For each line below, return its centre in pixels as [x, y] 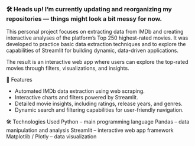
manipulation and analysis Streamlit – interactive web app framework [90, 130]
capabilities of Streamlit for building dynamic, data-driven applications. [92, 51]
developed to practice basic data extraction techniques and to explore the [96, 44]
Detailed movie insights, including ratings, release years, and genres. [99, 104]
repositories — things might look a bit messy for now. [84, 18]
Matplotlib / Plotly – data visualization [51, 137]
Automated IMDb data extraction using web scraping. [79, 91]
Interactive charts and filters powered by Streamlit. [76, 98]
